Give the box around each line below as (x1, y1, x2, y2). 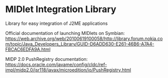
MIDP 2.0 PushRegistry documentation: (5, 56, 88, 62)
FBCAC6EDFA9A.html (5, 46, 51, 52)
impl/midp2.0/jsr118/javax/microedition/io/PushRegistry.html (5, 67, 131, 73)
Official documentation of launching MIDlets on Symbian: (5, 30, 125, 36)
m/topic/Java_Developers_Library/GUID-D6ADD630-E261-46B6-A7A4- (5, 41, 154, 47)
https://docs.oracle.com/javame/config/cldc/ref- (5, 61, 107, 67)
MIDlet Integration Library (5, 4, 117, 15)
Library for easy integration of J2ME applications (5, 20, 108, 26)
